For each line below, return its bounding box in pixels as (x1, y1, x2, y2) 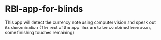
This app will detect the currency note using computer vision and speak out (5, 19, 156, 25)
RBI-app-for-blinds (5, 3, 83, 14)
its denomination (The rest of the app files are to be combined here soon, (5, 24, 151, 30)
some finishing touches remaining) (5, 29, 74, 35)
